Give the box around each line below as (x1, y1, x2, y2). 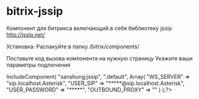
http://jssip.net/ (6, 31, 45, 38)
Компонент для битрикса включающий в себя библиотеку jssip (6, 24, 173, 32)
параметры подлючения (6, 61, 70, 68)
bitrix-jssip (6, 4, 63, 18)
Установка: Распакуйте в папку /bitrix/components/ (6, 43, 140, 50)
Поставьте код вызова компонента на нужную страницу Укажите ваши (6, 54, 193, 62)
